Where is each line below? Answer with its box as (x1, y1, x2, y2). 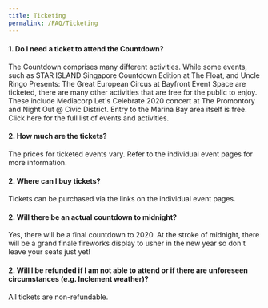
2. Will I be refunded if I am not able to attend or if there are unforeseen (8, 265, 248, 275)
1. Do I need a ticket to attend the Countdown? (8, 44, 164, 54)
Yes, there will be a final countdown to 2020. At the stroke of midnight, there (8, 230, 260, 240)
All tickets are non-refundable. (8, 292, 109, 302)
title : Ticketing (8, 11, 66, 20)
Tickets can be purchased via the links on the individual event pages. (8, 194, 236, 204)
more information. (8, 157, 67, 167)
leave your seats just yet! (8, 247, 90, 257)
